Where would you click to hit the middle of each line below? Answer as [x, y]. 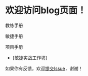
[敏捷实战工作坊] [30, 58]
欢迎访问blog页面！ [46, 10]
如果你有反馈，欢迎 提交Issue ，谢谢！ [44, 68]
